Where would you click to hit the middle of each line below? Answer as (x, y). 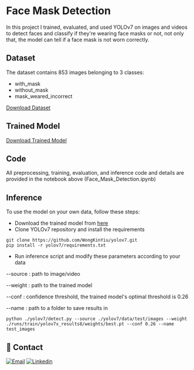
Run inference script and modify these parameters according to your (97, 256)
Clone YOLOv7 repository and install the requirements (80, 229)
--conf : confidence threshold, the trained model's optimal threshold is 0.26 (97, 297)
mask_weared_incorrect (43, 96)
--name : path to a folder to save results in (57, 308)
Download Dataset (28, 108)
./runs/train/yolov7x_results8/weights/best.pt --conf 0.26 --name (90, 324)
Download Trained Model (37, 140)
